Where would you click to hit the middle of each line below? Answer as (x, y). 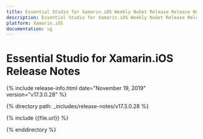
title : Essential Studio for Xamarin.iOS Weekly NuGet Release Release (98, 12)
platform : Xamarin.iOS (35, 23)
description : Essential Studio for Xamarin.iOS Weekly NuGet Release (96, 18)
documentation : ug (29, 29)
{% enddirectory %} (31, 130)
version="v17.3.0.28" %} (37, 95)
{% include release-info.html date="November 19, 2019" (76, 88)
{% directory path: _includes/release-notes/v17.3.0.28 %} (78, 106)
